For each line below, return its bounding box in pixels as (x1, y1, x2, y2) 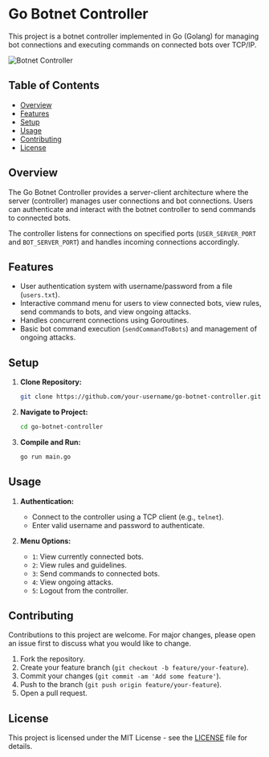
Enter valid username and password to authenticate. (31, 520, 205, 530)
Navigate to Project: (19, 407, 88, 417)
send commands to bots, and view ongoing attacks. (19, 307, 191, 317)
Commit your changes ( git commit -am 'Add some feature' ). (19, 671, 222, 681)
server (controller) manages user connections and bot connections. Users (8, 196, 254, 206)
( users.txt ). (19, 290, 60, 299)
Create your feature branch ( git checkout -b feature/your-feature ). (19, 663, 249, 673)
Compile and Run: (19, 437, 81, 446)
